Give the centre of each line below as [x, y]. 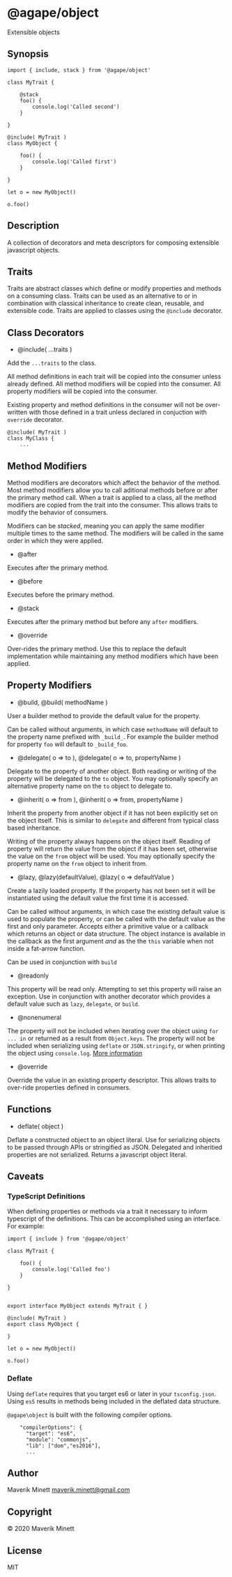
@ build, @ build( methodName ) [62, 702]
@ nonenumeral [39, 1017]
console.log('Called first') [75, 162]
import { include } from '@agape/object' [68, 1239]
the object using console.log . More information [75, 1053]
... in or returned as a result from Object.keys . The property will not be [111, 1038]
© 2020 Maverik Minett [41, 1529]
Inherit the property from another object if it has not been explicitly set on [113, 813]
